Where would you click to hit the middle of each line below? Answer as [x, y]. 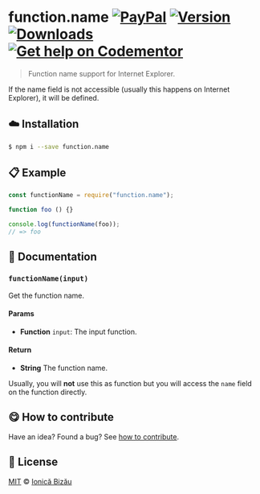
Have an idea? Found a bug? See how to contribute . [93, 436]
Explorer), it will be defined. [54, 97]
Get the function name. [46, 295]
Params [21, 314]
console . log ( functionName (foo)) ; [64, 224]
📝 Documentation [53, 257]
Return [20, 350]
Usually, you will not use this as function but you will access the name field [130, 384]
